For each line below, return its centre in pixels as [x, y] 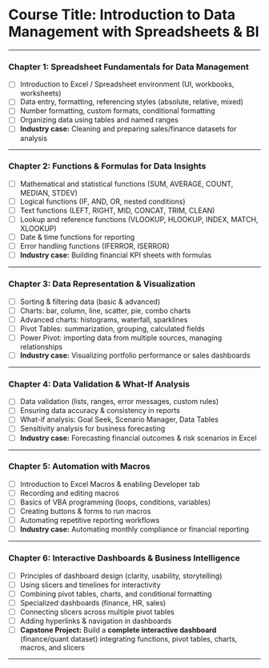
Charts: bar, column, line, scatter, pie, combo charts [105, 310]
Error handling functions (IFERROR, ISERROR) [94, 246]
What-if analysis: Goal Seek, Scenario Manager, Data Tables [119, 419]
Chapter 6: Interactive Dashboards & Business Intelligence [124, 558]
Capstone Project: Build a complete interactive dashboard [118, 630]
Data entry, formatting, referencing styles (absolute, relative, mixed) [132, 102]
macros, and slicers [52, 647]
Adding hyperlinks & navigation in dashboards [96, 621]
